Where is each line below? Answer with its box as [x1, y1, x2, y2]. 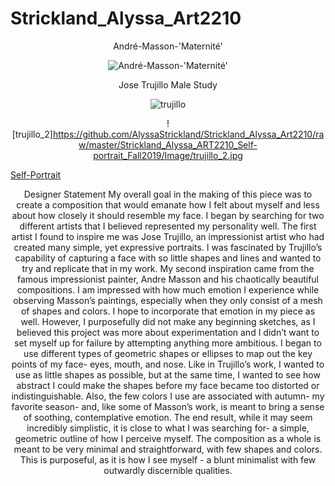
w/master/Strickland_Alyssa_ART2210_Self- [78, 138, 258, 151]
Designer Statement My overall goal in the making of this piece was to [23, 188, 313, 200]
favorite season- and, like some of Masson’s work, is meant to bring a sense [11, 400, 325, 412]
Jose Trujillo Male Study [118, 78, 218, 91]
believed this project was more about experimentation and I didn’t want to [16, 326, 320, 338]
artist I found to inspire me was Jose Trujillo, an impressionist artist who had [11, 230, 325, 242]
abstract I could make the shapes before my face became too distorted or [16, 379, 320, 391]
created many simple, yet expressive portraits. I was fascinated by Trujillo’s [13, 241, 323, 253]
